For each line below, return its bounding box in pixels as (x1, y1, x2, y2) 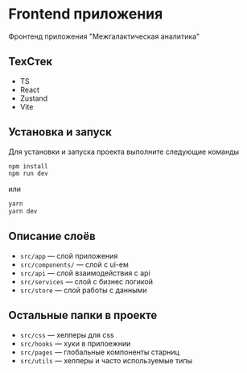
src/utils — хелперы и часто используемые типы (19, 355, 193, 365)
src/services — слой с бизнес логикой (19, 276, 154, 286)
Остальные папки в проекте (8, 309, 158, 322)
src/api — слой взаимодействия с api (19, 267, 150, 278)
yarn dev (8, 207, 38, 216)
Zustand (19, 93, 48, 103)
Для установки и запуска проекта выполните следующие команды (8, 147, 240, 156)
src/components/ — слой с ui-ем (19, 259, 129, 269)
